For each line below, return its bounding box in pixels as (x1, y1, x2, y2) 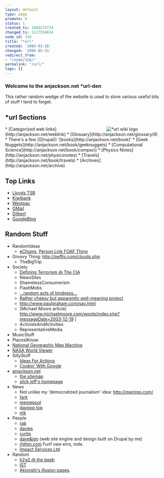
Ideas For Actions (19, 357, 55, 363)
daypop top (19, 404, 43, 410)
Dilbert (12, 210, 26, 216)
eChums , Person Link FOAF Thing (19, 248, 88, 254)
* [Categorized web (5, 126, 45, 132)
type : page (5, 12, 27, 17)
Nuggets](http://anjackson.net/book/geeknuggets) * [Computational (5, 142, 143, 148)
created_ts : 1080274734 (5, 25, 54, 30)
